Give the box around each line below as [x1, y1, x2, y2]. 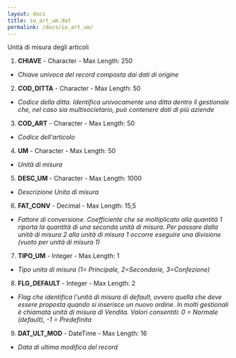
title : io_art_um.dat [7, 17, 72, 24]
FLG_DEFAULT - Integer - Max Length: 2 [17, 279, 136, 288]
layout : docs [7, 10, 46, 18]
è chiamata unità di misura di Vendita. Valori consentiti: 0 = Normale [17, 308, 218, 316]
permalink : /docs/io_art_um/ [7, 23, 94, 30]
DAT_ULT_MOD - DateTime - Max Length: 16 [17, 329, 147, 337]
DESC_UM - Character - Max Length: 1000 [17, 174, 142, 183]
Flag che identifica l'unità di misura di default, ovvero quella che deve [17, 293, 222, 301]
